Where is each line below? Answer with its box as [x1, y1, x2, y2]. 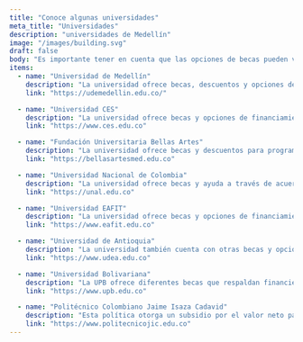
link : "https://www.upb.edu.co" [25, 286, 147, 295]
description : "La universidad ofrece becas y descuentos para [25, 146, 264, 156]
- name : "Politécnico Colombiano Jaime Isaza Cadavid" [17, 302, 228, 311]
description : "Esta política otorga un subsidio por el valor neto [25, 311, 284, 320]
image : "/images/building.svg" [9, 38, 127, 48]
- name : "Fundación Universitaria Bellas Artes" [17, 138, 204, 147]
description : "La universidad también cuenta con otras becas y [25, 245, 272, 254]
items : [9, 64, 34, 73]
